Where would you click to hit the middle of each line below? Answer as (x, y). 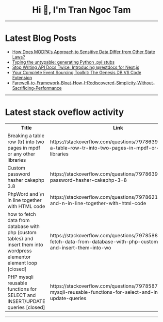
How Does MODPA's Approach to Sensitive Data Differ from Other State (83, 52)
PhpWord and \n (26, 194)
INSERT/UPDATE (26, 301)
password (19, 174)
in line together (25, 200)
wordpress (20, 250)
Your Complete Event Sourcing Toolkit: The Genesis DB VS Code (77, 72)
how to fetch (22, 214)
